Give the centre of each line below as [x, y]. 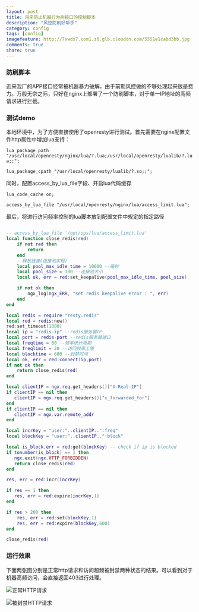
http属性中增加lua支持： [40, 140]
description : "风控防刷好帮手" [42, 23]
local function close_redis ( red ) [48, 239]
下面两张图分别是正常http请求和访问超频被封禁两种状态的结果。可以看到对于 [99, 570]
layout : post [22, 12]
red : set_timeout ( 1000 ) [34, 326]
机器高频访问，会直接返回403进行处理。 [56, 578]
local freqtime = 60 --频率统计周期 [49, 343]
